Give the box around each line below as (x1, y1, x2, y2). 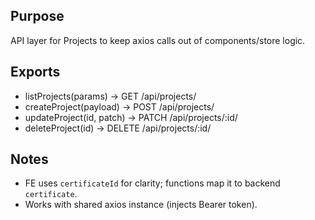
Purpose (10, 8, 65, 25)
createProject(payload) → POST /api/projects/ (24, 100, 215, 113)
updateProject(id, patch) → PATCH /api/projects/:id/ (24, 111, 238, 123)
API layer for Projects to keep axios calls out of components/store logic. (10, 34, 306, 46)
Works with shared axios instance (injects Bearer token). (24, 199, 258, 211)
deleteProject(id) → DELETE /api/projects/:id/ (24, 122, 212, 134)
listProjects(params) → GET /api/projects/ (24, 90, 197, 102)
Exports (10, 64, 61, 81)
